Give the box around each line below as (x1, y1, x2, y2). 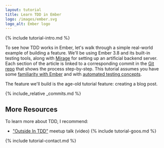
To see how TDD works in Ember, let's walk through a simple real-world (5, 44, 153, 50)
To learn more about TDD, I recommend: (5, 118, 89, 124)
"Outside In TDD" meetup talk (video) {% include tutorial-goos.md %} (12, 128, 156, 134)
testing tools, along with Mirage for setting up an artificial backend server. (5, 55, 158, 61)
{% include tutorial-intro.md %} (5, 35, 70, 41)
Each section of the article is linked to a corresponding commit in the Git (5, 60, 154, 66)
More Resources (5, 105, 58, 113)
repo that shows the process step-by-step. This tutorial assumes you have (5, 66, 159, 72)
